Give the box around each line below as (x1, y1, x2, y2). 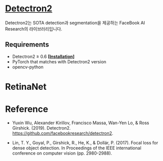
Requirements (5, 40, 49, 49)
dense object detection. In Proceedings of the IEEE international (12, 145, 141, 151)
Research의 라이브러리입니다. (5, 26, 62, 32)
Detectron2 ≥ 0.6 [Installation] (12, 54, 75, 59)
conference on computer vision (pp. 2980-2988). (12, 150, 112, 156)
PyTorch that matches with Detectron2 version (12, 58, 107, 64)
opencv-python (12, 64, 44, 70)
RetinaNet (5, 81, 47, 92)
